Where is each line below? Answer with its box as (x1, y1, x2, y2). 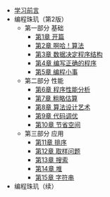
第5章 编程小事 (35, 68, 78, 76)
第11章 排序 (35, 138, 67, 146)
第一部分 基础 (24, 24, 64, 32)
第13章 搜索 (35, 155, 68, 164)
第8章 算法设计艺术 (35, 103, 90, 111)
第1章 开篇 (35, 32, 65, 41)
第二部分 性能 (24, 77, 64, 84)
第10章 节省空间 (35, 120, 81, 129)
